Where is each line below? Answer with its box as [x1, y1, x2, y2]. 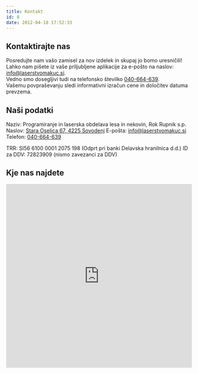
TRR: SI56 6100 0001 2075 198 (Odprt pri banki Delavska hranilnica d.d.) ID [6, 145, 189, 152]
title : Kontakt [6, 8, 44, 15]
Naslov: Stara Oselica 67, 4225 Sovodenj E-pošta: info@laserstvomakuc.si [6, 127, 187, 134]
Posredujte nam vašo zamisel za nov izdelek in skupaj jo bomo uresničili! [6, 57, 183, 64]
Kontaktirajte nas [6, 41, 71, 51]
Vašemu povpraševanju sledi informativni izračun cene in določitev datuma [6, 82, 189, 89]
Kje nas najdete [6, 168, 64, 178]
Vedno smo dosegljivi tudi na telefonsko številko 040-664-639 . [6, 76, 160, 83]
